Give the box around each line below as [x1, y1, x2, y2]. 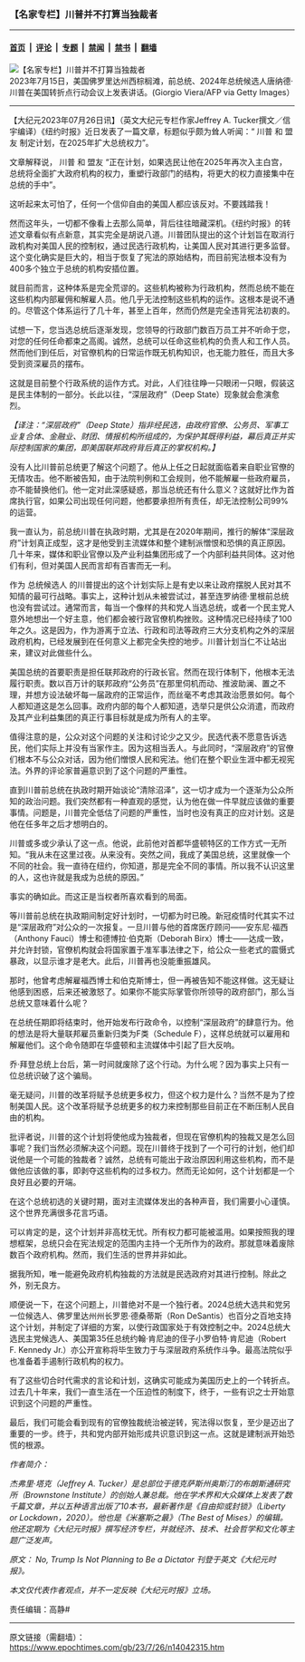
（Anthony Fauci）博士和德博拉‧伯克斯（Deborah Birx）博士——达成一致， [9, 932, 289, 944]
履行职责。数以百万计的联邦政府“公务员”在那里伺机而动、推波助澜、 [9, 677, 262, 688]
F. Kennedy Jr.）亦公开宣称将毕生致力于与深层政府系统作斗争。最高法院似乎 [9, 1344, 293, 1355]
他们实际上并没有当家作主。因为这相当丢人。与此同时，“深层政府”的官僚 [24, 742, 294, 753]
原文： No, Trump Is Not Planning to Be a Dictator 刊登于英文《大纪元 [9, 1553, 269, 1565]
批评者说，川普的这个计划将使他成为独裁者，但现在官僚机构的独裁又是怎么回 [9, 1131, 295, 1142]
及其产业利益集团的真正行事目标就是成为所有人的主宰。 [9, 712, 215, 723]
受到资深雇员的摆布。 [9, 358, 89, 369]
